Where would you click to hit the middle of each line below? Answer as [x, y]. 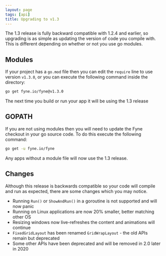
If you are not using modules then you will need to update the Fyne [74, 128]
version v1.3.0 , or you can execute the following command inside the [76, 77]
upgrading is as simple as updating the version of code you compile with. [80, 38]
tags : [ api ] [17, 14]
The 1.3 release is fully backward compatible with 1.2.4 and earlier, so [77, 33]
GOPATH [19, 117]
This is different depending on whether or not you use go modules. [74, 44]
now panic [23, 206]
